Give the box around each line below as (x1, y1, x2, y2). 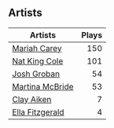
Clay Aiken (12, 93, 52, 104)
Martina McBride (12, 81, 74, 92)
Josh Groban (12, 68, 61, 79)
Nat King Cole (12, 55, 64, 66)
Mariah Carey (12, 42, 62, 53)
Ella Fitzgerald (12, 106, 64, 117)
